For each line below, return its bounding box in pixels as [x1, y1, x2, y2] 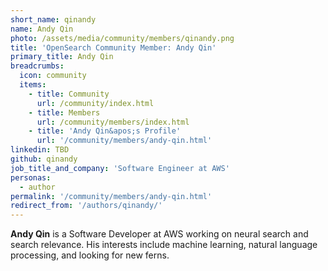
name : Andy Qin [10, 24, 74, 34]
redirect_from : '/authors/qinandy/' [10, 201, 163, 211]
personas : [10, 172, 52, 183]
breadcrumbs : [10, 61, 65, 71]
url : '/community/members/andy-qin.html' [36, 136, 213, 146]
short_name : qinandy [10, 14, 97, 25]
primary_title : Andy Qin [10, 52, 114, 62]
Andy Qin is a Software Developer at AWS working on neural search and [10, 228, 309, 240]
